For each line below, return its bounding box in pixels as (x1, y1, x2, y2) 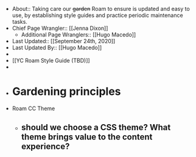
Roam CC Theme (12, 105, 55, 112)
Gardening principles (12, 85, 121, 99)
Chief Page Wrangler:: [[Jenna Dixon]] (12, 24, 108, 32)
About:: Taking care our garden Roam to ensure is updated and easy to (12, 5, 190, 12)
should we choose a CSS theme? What (21, 122, 171, 133)
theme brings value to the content (21, 132, 153, 142)
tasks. (12, 18, 27, 25)
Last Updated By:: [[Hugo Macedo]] (12, 44, 102, 51)
